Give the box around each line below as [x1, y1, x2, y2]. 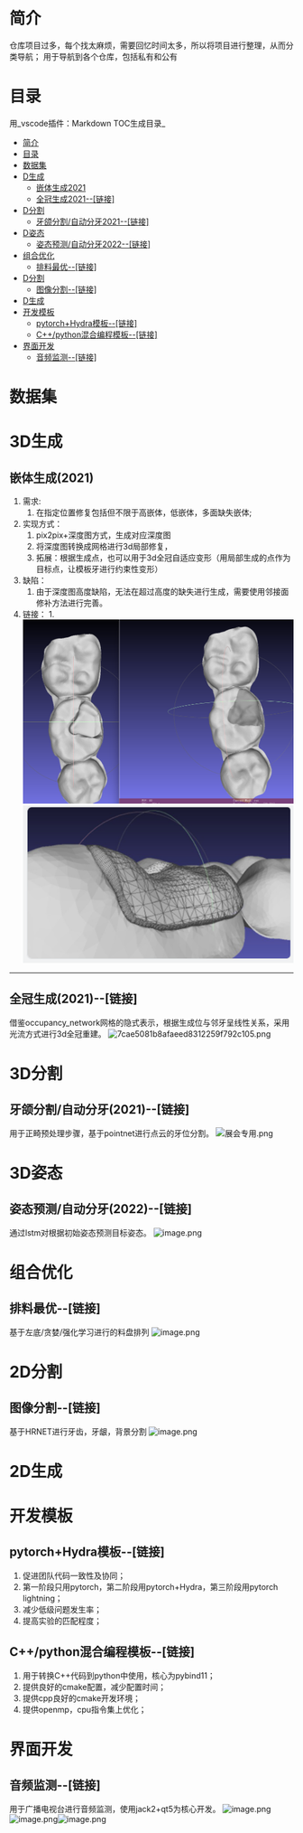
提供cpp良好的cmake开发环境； [22, 1692, 142, 1704]
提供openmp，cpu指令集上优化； [22, 1704, 147, 1715]
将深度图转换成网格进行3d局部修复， [35, 541, 173, 552]
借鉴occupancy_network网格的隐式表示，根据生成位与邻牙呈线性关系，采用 [9, 1017, 290, 1028]
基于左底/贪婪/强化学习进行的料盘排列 [9, 1326, 151, 1338]
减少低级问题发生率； [22, 1603, 102, 1614]
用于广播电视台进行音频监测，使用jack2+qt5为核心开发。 [9, 1803, 221, 1814]
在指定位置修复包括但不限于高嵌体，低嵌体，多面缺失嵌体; [35, 507, 252, 518]
